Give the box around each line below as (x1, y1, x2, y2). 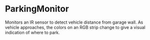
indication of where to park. (5, 29, 60, 35)
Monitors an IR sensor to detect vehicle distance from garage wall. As (5, 19, 143, 25)
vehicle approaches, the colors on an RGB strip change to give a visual (5, 24, 146, 30)
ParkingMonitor (5, 3, 69, 14)
